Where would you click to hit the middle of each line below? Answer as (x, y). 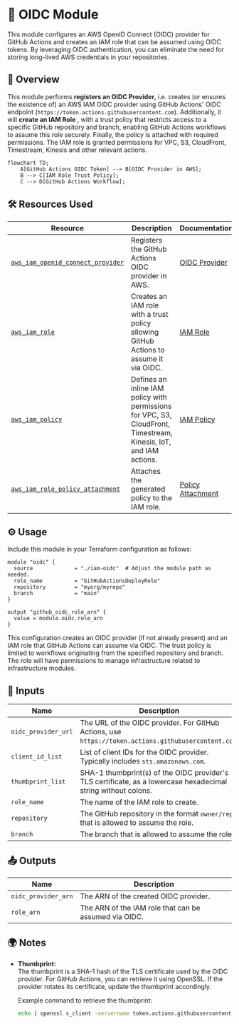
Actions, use (101, 732)
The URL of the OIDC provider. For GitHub (150, 723)
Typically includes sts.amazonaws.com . (143, 761)
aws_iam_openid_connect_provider (68, 262)
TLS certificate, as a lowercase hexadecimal (154, 782)
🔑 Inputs (26, 690)
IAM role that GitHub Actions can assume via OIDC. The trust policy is (110, 646)
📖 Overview (33, 80)
